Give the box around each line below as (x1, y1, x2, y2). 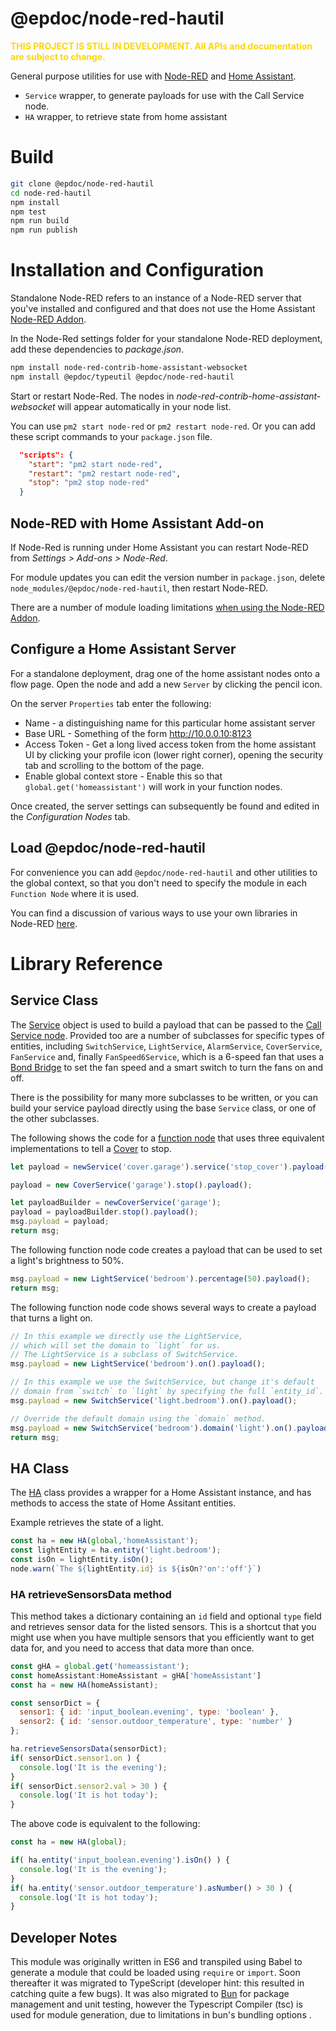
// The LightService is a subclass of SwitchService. (10, 1350, 240, 1360)
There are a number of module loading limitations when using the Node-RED (10, 602, 325, 613)
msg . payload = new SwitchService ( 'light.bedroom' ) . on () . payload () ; (10, 1395, 298, 1406)
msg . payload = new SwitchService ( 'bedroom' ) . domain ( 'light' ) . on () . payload (10, 1423, 329, 1433)
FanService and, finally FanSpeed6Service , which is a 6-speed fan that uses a (10, 1050, 325, 1062)
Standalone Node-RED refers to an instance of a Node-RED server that (10, 292, 302, 304)
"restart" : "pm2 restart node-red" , (28, 468, 182, 479)
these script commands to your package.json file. (10, 430, 213, 442)
